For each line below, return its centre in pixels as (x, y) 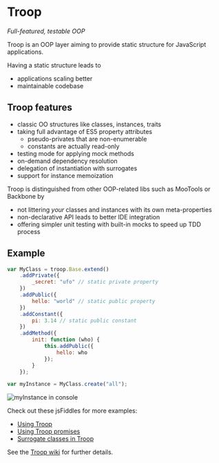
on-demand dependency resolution (67, 161)
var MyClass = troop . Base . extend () (58, 269)
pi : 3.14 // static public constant (84, 321)
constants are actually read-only (73, 146)
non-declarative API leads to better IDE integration (88, 217)
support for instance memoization (65, 175)
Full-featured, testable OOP (46, 31)
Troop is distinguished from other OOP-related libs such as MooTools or (109, 189)
